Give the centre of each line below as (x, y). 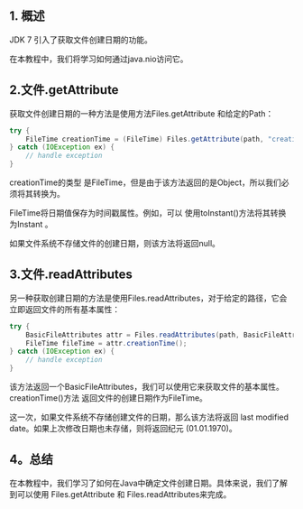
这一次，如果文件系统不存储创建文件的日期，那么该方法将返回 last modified (149, 417)
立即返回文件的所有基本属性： (64, 309)
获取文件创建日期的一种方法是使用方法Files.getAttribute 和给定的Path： (142, 113)
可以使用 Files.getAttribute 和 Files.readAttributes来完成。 (124, 494)
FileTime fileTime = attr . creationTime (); (106, 343)
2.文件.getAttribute (64, 90)
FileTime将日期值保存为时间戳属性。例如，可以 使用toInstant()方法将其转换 (148, 213)
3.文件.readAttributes (71, 275)
